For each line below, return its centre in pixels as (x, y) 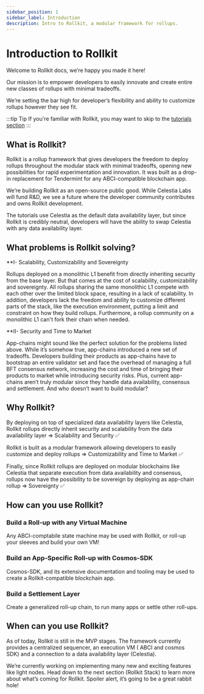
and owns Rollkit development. (45, 204)
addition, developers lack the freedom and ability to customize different (96, 300)
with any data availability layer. (45, 228)
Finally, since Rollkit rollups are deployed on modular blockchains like (93, 466)
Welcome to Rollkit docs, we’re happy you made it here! (76, 70)
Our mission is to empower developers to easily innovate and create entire (100, 82)
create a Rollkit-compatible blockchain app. (61, 578)
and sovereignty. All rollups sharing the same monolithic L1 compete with (97, 287)
